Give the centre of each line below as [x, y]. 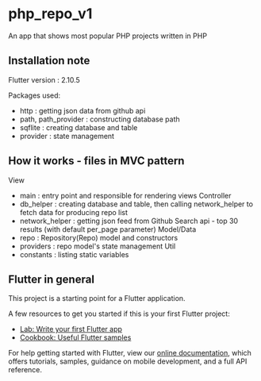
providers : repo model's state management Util [98, 246]
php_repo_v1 [50, 14]
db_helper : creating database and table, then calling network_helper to [136, 204]
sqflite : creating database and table [79, 127]
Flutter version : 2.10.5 [44, 79]
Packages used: [35, 95]
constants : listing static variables [74, 254]
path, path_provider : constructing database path [100, 119]
